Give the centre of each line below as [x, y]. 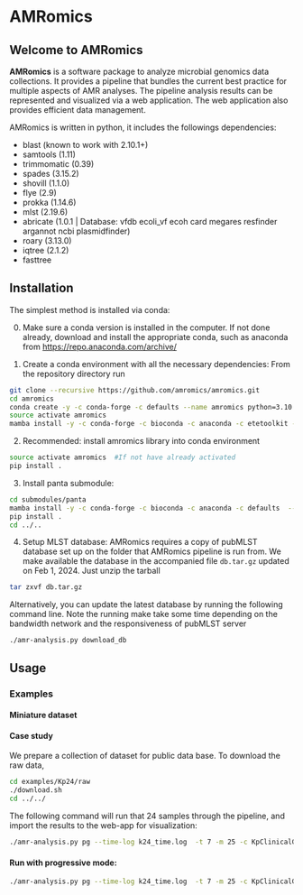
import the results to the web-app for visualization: [104, 826]
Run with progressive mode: [63, 863]
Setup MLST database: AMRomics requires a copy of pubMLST [140, 542]
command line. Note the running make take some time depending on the [143, 614]
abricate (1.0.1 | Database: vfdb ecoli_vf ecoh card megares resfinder [150, 221]
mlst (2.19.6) [45, 212]
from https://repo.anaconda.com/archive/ [100, 346]
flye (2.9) [39, 193]
